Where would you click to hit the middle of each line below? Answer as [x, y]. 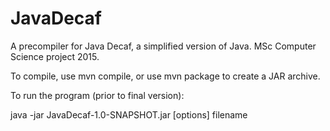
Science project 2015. [55, 56]
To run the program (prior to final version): [97, 95]
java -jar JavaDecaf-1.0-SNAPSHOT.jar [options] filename [129, 114]
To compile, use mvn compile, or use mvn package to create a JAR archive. [165, 76]
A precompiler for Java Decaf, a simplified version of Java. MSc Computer [163, 46]
